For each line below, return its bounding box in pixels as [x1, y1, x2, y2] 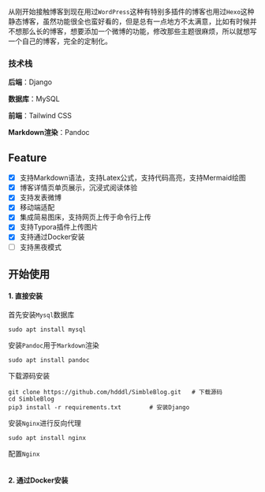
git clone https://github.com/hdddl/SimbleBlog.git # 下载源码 [8, 389, 223, 397]
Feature [8, 151, 47, 164]
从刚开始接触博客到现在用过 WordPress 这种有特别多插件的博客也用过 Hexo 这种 [8, 7, 255, 16]
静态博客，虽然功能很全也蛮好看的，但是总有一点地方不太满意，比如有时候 [8, 17, 250, 26]
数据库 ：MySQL [8, 94, 61, 104]
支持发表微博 [19, 192, 62, 203]
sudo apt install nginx [8, 434, 87, 442]
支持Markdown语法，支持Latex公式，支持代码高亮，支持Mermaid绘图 [19, 173, 246, 183]
